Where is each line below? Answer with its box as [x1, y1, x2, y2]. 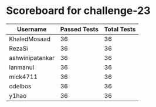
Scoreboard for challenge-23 [6, 4, 151, 17]
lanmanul [9, 63, 35, 71]
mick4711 [9, 73, 38, 81]
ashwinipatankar [9, 53, 55, 62]
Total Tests [104, 25, 136, 33]
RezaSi [9, 44, 28, 52]
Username [16, 25, 47, 33]
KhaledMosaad [9, 35, 51, 43]
